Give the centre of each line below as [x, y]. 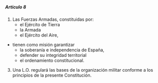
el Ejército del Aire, [39, 35]
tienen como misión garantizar [43, 44]
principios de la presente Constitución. [52, 75]
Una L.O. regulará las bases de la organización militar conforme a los [82, 70]
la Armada [30, 30]
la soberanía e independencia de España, [62, 50]
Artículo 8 [16, 7]
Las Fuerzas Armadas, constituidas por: [53, 19]
